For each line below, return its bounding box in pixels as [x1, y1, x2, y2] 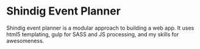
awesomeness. [6, 37, 45, 44]
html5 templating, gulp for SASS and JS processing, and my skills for [6, 30, 179, 38]
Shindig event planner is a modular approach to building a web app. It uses [6, 24, 195, 31]
